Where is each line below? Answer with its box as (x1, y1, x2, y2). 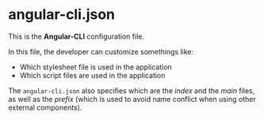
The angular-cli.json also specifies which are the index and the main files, (8, 85, 255, 96)
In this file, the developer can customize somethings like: (8, 47, 194, 56)
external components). (8, 103, 82, 112)
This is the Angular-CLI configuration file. (8, 32, 145, 41)
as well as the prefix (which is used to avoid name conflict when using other (8, 94, 256, 103)
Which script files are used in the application (19, 70, 166, 80)
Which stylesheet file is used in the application (19, 62, 172, 72)
